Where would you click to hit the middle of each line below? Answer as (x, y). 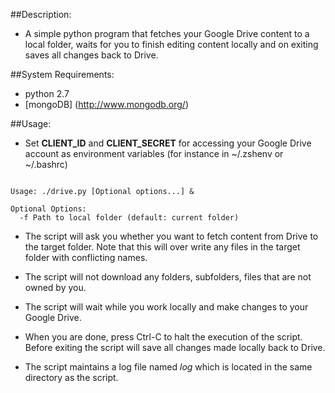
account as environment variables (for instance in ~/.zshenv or (154, 153)
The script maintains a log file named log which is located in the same (168, 367)
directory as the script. (71, 377)
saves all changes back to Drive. (91, 55)
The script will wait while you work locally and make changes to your (166, 307)
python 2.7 (47, 93)
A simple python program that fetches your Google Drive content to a (167, 33)
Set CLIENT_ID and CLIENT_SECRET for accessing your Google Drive (168, 143)
